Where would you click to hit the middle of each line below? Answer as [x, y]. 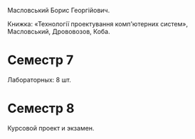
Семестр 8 [41, 109]
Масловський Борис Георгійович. [59, 10]
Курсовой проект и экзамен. [51, 128]
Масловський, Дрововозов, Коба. [59, 32]
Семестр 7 [41, 60]
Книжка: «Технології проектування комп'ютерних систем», [98, 24]
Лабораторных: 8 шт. [39, 79]
